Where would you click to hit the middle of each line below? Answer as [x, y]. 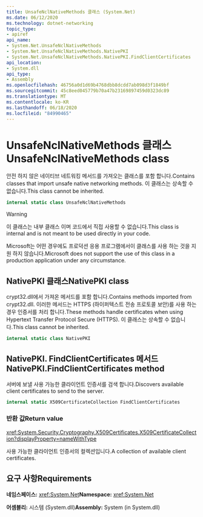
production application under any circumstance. [66, 261]
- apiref [17, 35]
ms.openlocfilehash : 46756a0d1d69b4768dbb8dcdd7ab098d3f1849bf [88, 85]
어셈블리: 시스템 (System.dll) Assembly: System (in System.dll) [83, 507]
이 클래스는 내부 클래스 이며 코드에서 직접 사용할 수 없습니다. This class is [93, 227]
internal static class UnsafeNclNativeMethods [66, 203]
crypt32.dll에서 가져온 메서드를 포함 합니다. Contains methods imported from [99, 297]
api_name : [19, 40]
